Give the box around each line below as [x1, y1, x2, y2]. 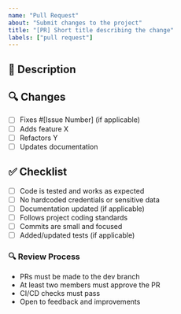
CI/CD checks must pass [19, 289, 101, 298]
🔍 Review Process [8, 251, 80, 262]
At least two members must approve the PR [19, 280, 161, 290]
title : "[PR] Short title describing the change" [8, 26, 175, 34]
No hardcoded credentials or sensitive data [19, 194, 160, 205]
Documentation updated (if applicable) [19, 204, 146, 213]
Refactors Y [19, 133, 58, 142]
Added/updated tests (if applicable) [19, 230, 135, 240]
